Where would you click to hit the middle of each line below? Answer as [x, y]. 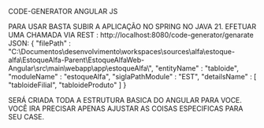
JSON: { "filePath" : [39, 43]
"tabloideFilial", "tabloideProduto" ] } [67, 85]
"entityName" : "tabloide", [197, 68]
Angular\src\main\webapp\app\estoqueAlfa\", [81, 68]
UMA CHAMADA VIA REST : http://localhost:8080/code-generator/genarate [131, 35]
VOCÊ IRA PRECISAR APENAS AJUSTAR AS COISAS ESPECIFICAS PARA [126, 108]
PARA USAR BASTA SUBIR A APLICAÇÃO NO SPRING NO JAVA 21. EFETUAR [132, 26]
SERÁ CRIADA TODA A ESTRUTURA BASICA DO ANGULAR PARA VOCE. [125, 100]
